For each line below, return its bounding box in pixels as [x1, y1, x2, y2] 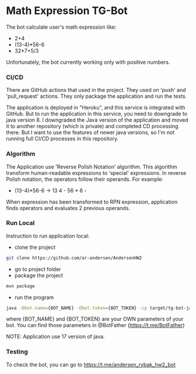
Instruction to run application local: [6, 232, 90, 239]
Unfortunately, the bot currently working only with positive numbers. [6, 59, 170, 66]
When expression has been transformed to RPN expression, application [6, 198, 178, 205]
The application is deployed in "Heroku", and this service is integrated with [6, 104, 185, 111]
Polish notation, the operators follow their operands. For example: [6, 176, 163, 183]
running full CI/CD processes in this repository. [6, 135, 118, 142]
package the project [14, 272, 63, 279]
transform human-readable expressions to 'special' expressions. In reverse [6, 169, 187, 176]
